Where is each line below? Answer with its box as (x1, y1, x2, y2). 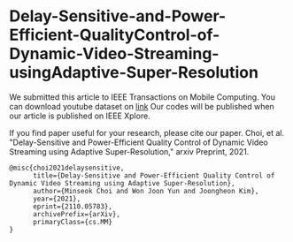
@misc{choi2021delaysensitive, (9, 163, 125, 172)
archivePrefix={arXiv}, (32, 209, 121, 218)
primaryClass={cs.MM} (32, 217, 113, 226)
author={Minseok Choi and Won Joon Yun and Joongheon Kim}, (32, 186, 259, 195)
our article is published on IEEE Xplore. (9, 110, 150, 121)
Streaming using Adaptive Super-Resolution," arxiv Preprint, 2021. (9, 146, 250, 156)
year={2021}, (32, 194, 81, 203)
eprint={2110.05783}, (32, 201, 113, 211)
